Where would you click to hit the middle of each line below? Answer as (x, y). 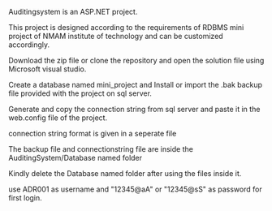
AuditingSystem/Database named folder (76, 158)
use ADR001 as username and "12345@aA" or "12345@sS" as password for (135, 189)
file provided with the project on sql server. (80, 93)
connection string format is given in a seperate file (93, 133)
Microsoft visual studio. (47, 69)
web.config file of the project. (58, 118)
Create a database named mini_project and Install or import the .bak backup (135, 85)
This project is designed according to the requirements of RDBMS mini (126, 27)
